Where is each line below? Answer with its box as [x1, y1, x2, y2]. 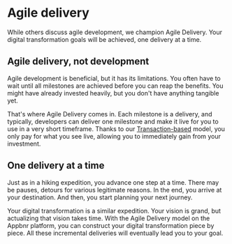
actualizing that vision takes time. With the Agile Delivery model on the [7, 214, 210, 222]
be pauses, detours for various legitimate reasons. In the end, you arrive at [7, 185, 222, 194]
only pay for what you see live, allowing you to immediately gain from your [7, 132, 222, 140]
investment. [7, 139, 41, 148]
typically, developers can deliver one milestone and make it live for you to [7, 117, 219, 125]
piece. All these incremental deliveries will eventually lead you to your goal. [7, 229, 224, 237]
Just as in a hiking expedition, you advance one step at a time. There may [7, 178, 219, 186]
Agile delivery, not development [7, 56, 150, 68]
